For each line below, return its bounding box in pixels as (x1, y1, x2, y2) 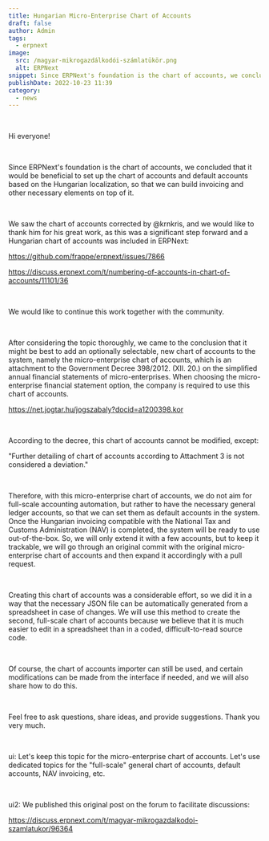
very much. (8, 721, 46, 730)
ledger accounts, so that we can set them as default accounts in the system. (8, 508, 260, 518)
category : (8, 86, 42, 95)
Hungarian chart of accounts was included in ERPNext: (8, 236, 190, 246)
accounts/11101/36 (8, 276, 69, 286)
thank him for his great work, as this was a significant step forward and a (8, 228, 248, 238)
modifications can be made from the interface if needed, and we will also (8, 672, 250, 682)
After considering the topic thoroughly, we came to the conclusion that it (8, 338, 247, 347)
